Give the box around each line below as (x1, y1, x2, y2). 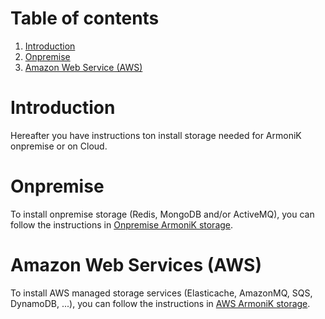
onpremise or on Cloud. (10, 140, 108, 152)
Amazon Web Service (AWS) (24, 61, 143, 73)
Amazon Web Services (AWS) (10, 254, 262, 276)
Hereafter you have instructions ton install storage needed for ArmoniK (10, 129, 302, 141)
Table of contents (10, 7, 160, 30)
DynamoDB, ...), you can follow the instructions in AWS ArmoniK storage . (10, 297, 311, 309)
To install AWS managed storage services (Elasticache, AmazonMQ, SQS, (10, 287, 313, 299)
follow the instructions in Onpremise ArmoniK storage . (10, 218, 234, 231)
